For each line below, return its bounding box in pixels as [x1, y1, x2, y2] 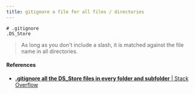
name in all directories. [21, 48, 78, 55]
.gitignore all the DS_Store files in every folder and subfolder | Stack [14, 75, 189, 82]
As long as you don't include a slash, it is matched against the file [21, 41, 184, 48]
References [6, 61, 36, 69]
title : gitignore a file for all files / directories [6, 8, 145, 15]
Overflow [14, 81, 38, 88]
